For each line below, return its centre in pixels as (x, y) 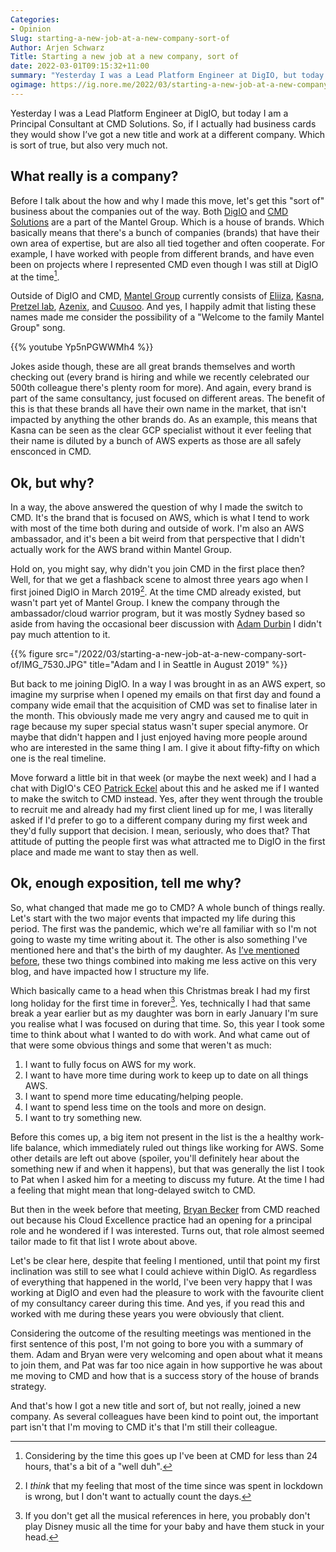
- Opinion (31, 29)
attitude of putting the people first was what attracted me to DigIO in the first (168, 841)
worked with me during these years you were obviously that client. (147, 1314)
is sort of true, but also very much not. (89, 145)
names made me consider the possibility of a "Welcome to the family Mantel (167, 317)
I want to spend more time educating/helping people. (134, 1097)
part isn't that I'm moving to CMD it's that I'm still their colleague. (144, 1427)
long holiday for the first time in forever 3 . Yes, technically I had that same (160, 1002)
